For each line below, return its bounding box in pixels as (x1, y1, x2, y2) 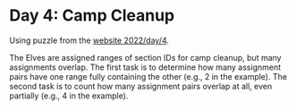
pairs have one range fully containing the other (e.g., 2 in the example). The (9, 71, 288, 81)
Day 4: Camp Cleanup (9, 5, 175, 26)
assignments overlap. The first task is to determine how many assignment (9, 62, 282, 72)
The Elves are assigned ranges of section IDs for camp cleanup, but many (9, 52, 282, 63)
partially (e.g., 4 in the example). (9, 90, 129, 101)
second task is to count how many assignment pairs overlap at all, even (9, 80, 273, 91)
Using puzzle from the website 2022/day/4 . (9, 35, 170, 46)
